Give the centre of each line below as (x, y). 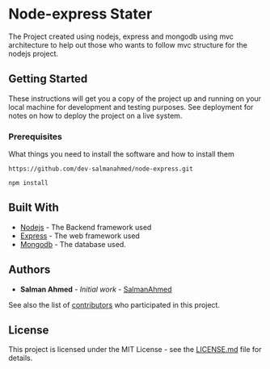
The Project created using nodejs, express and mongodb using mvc (121, 36)
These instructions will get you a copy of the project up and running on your (135, 99)
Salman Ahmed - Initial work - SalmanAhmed (96, 289)
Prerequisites (35, 136)
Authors (30, 270)
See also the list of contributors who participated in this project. (114, 304)
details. (21, 358)
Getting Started (48, 79)
